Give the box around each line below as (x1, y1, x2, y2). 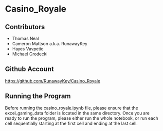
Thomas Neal (12, 35, 39, 41)
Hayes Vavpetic (12, 46, 44, 51)
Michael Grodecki (12, 51, 48, 57)
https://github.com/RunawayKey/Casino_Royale (5, 78, 101, 83)
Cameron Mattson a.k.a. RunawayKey (12, 41, 88, 47)
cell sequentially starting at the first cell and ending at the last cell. (5, 120, 138, 126)
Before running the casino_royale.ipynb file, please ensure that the (5, 105, 139, 111)
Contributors (5, 23, 45, 31)
